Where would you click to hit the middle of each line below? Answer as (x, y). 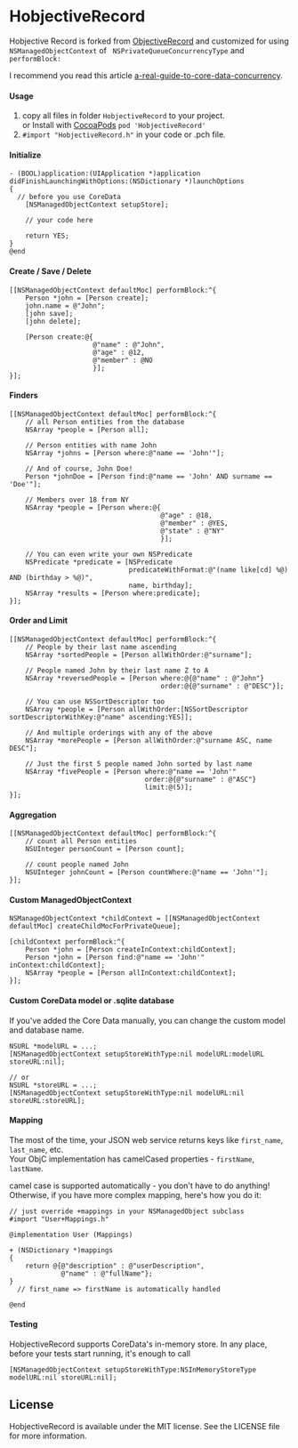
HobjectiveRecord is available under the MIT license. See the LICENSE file (145, 1426)
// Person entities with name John (91, 445)
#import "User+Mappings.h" (59, 1219)
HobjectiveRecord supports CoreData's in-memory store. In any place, (138, 1344)
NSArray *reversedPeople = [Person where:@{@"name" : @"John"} (145, 678)
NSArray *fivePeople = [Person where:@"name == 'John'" (131, 771)
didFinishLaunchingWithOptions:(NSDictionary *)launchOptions (127, 181)
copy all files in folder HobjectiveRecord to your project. (123, 116)
